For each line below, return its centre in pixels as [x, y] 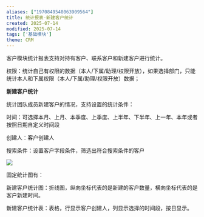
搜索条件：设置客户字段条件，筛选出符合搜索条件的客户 [75, 150]
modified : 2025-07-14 [34, 29]
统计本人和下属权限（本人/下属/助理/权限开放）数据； [73, 78]
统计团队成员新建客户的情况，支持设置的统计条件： [70, 104]
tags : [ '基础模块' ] [29, 35]
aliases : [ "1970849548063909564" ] [50, 12]
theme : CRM [20, 40]
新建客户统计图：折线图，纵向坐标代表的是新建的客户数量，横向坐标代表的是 [102, 188]
